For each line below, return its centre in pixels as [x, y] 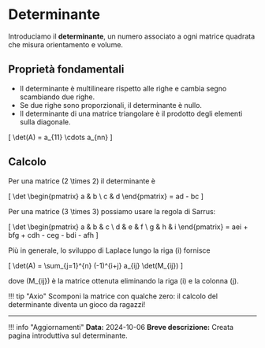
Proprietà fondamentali [66, 70]
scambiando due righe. [57, 97]
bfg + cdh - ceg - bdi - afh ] [53, 235]
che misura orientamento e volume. [66, 44]
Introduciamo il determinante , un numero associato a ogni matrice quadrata [132, 36]
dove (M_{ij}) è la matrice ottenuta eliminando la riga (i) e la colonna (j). [123, 280]
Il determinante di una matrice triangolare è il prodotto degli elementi [131, 113]
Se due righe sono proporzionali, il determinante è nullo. [111, 105]
